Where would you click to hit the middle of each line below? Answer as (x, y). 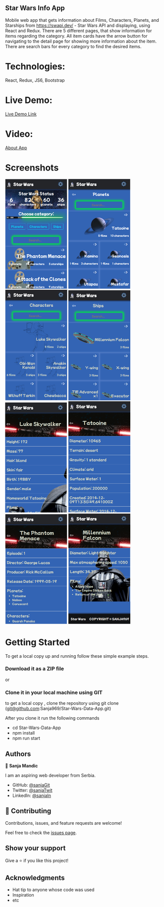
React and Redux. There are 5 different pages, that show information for (79, 30)
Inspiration (23, 895)
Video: (19, 134)
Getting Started (38, 642)
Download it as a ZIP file (35, 669)
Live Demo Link (21, 114)
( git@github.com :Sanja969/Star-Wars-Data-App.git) (58, 709)
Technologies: (35, 66)
